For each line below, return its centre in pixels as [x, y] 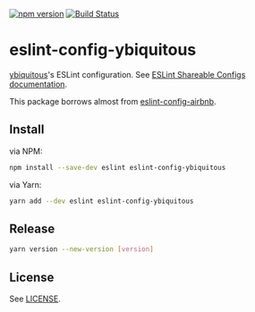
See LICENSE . [35, 299]
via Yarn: [25, 184]
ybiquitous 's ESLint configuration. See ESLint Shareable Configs [127, 74]
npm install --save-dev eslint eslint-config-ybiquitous [118, 167]
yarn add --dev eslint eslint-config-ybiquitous [102, 201]
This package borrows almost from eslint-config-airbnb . [113, 101]
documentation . [38, 84]
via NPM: [26, 151]
